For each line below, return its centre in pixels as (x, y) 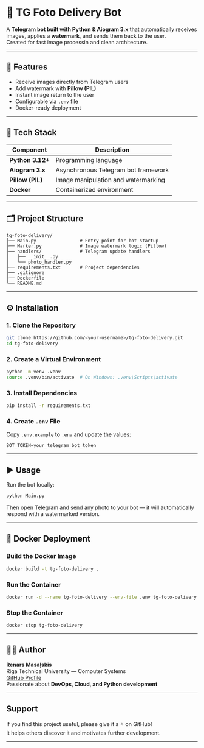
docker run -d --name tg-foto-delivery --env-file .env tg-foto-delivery (102, 597)
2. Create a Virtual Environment (54, 359)
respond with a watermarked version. (53, 514)
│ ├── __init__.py (32, 257)
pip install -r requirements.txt (49, 406)
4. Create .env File (33, 421)
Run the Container (34, 584)
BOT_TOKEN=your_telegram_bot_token (51, 446)
